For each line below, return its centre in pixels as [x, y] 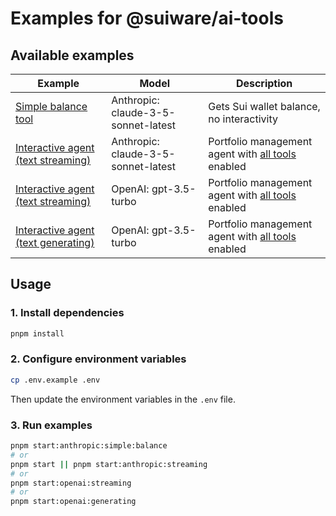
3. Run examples [51, 425]
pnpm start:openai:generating [73, 502]
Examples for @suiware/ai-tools [147, 18]
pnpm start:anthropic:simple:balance [89, 446]
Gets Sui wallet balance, [264, 106]
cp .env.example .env [55, 380]
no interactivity [243, 119]
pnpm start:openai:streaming [71, 483]
